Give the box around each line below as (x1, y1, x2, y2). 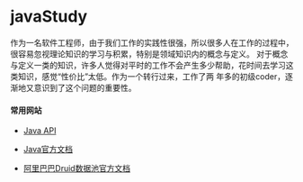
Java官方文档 (22, 144, 74, 155)
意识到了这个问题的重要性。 (33, 82, 137, 93)
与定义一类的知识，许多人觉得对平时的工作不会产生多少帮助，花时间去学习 (10, 59, 286, 70)
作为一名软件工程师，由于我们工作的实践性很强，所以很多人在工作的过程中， (10, 37, 294, 48)
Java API (22, 125, 57, 136)
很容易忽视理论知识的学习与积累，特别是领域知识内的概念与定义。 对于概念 (10, 48, 289, 59)
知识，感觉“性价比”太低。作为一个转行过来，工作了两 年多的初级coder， (17, 70, 286, 82)
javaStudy (10, 6, 88, 27)
